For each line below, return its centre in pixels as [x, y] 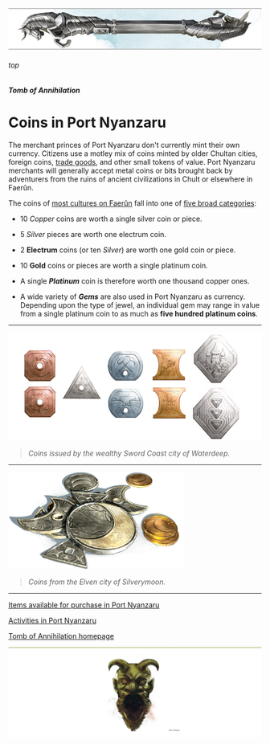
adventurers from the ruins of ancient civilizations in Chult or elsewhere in [131, 179]
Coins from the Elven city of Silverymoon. [97, 582]
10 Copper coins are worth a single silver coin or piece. [111, 219]
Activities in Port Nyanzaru [52, 620]
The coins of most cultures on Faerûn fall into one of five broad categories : [133, 203]
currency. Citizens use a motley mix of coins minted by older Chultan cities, [133, 153]
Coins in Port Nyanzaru [87, 123]
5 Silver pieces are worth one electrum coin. [93, 234]
